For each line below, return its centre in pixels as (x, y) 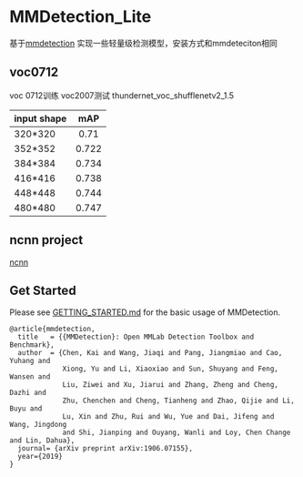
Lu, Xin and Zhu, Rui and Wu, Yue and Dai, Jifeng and (168, 417)
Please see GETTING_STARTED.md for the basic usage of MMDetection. (145, 312)
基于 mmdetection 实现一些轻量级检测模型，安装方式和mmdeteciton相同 (143, 43)
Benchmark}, (32, 345)
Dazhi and (28, 393)
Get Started (43, 290)
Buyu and (26, 409)
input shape (40, 118)
